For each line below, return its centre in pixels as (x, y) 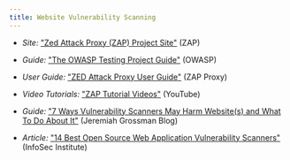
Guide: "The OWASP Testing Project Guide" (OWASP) (119, 59)
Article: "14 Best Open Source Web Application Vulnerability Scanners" (151, 137)
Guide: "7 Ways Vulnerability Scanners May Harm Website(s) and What (151, 110)
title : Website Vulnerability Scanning (83, 17)
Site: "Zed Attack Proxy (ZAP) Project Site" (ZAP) (111, 42)
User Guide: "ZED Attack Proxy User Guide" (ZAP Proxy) (125, 77)
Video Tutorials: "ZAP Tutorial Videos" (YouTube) (111, 94)
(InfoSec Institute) (54, 147)
